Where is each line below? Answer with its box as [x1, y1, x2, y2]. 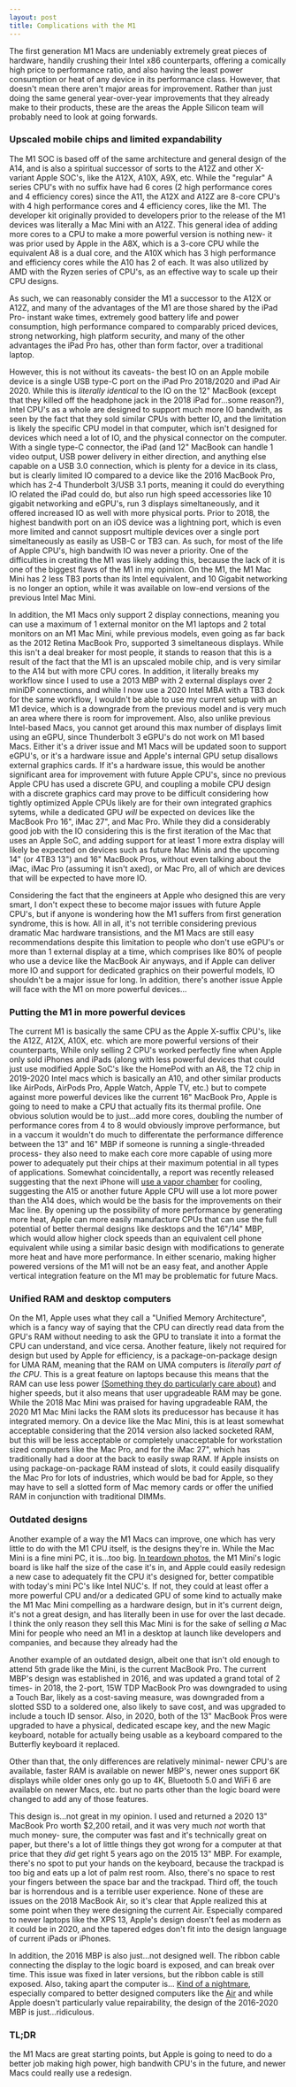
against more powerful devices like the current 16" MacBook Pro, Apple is [9, 1092, 277, 1103]
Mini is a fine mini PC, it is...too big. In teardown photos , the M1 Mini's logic [9, 1552, 281, 1563]
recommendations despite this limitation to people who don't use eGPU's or [9, 936, 285, 947]
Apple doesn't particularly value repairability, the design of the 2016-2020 [9, 1997, 278, 2007]
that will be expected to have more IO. [9, 873, 148, 883]
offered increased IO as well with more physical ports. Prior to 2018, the [9, 507, 270, 518]
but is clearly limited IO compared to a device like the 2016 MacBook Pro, [9, 470, 276, 481]
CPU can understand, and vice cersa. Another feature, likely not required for [9, 1341, 287, 1352]
